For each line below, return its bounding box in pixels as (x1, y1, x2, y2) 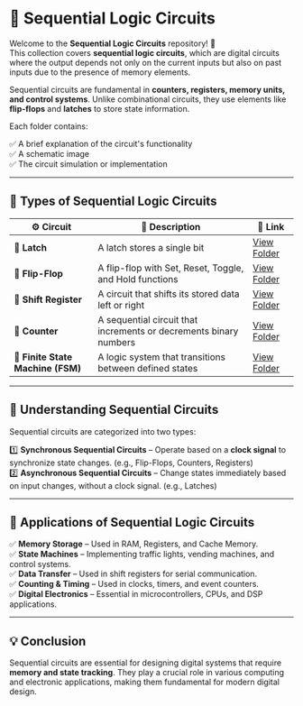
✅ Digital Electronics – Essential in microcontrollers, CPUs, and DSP (9, 589, 263, 600)
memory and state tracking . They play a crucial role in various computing (9, 667, 285, 678)
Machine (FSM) (14, 362, 81, 374)
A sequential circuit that (97, 313, 198, 325)
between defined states (97, 362, 198, 374)
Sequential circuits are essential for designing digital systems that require (9, 657, 282, 668)
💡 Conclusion (9, 633, 87, 648)
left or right (97, 298, 145, 311)
